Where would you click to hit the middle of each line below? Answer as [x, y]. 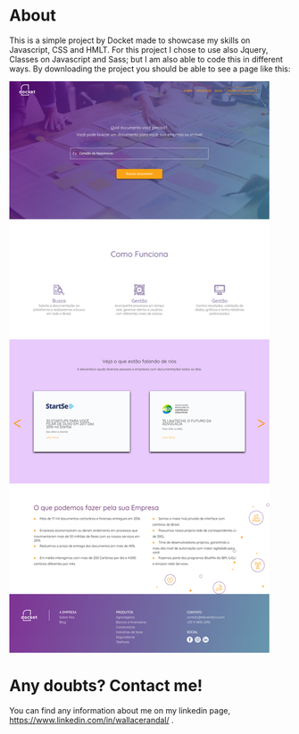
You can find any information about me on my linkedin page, [120, 710]
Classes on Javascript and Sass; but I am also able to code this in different [146, 59]
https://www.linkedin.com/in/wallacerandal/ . [91, 720]
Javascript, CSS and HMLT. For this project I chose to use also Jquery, [139, 49]
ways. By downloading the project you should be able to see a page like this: [150, 69]
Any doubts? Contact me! [106, 686]
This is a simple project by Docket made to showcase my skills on [130, 40]
